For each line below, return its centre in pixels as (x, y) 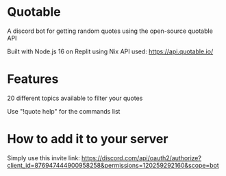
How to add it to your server (88, 139)
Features (33, 79)
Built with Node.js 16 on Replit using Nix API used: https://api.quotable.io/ (110, 51)
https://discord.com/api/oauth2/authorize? (141, 158)
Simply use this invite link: (43, 158)
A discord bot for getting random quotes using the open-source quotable (110, 31)
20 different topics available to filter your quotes (75, 98)
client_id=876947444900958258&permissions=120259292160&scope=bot (113, 165)
